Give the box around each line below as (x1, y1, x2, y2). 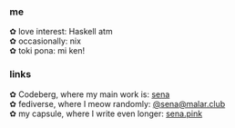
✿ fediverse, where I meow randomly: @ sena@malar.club (9, 98, 226, 109)
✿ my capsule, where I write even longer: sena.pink (9, 108, 203, 119)
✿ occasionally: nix (9, 35, 82, 46)
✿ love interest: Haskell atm (9, 26, 113, 37)
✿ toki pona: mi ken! (9, 45, 86, 56)
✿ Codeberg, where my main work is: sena (9, 88, 170, 100)
